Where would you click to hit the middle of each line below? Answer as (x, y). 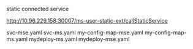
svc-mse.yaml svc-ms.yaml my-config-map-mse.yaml (75, 32)
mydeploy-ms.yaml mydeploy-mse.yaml (79, 39)
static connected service (38, 9)
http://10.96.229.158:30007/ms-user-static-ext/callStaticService (87, 21)
